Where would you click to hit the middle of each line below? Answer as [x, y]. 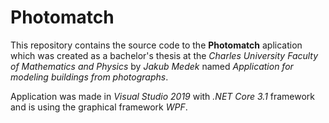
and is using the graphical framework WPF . [99, 107]
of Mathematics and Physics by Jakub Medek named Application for [152, 66]
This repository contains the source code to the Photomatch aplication [156, 45]
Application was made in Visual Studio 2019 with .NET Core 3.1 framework [163, 96]
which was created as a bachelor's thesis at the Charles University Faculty [164, 55]
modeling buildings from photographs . [89, 77]
